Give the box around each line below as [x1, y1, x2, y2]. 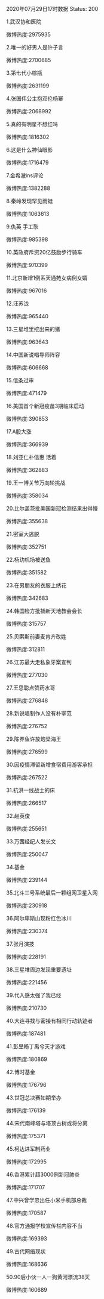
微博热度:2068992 [6, 108, 52, 115]
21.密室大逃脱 [6, 530, 40, 538]
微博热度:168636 [6, 1260, 48, 1268]
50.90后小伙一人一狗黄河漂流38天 [6, 1274, 90, 1280]
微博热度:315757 [6, 620, 47, 627]
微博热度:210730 [6, 1004, 47, 1011]
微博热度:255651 [6, 825, 47, 832]
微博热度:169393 [6, 1235, 48, 1242]
